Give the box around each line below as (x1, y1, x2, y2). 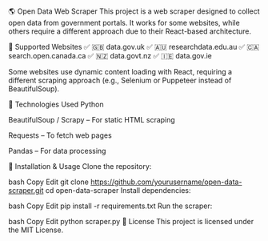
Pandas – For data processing (8, 147, 106, 155)
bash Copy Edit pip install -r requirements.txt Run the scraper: (8, 201, 213, 211)
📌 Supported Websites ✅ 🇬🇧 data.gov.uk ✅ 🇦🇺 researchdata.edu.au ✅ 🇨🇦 (8, 42, 260, 51)
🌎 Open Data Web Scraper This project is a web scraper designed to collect (8, 6, 260, 16)
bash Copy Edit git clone (8, 177, 90, 187)
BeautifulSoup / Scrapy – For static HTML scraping (8, 115, 176, 124)
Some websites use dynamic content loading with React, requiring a (8, 67, 233, 76)
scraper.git (8, 186, 44, 195)
